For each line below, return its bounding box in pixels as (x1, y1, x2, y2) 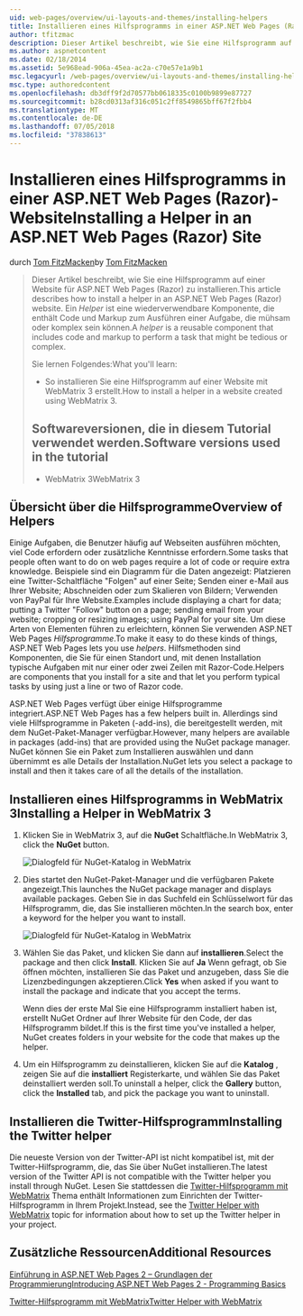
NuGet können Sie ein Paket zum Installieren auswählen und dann (9, 746, 254, 757)
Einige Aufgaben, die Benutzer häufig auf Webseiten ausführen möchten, (9, 537, 281, 548)
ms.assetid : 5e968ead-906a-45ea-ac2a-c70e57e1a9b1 (9, 64, 204, 73)
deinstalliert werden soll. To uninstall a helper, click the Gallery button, (22, 1078, 282, 1089)
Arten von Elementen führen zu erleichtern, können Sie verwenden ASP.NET (9, 624, 293, 635)
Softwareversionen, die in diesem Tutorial (31, 421, 271, 437)
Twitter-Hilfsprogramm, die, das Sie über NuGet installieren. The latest (9, 1162, 268, 1173)
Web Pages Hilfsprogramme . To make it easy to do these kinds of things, (9, 633, 278, 644)
